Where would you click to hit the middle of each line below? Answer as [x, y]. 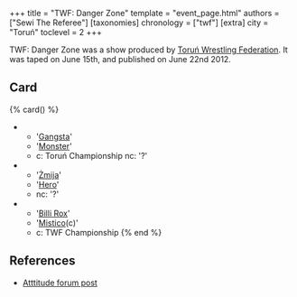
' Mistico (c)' [57, 223]
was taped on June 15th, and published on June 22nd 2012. [121, 59]
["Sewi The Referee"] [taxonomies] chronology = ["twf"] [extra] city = [139, 23]
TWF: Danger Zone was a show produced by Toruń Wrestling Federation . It [149, 50]
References [42, 261]
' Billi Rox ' [53, 213]
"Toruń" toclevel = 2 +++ [56, 32]
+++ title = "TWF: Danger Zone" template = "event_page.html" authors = [144, 13]
